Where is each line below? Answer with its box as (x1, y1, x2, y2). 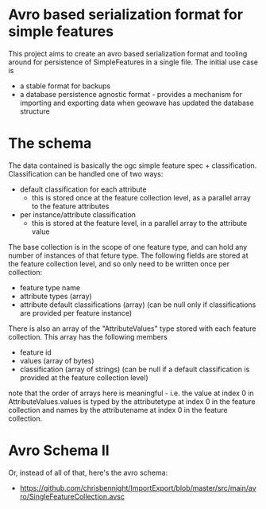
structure (19, 106, 50, 116)
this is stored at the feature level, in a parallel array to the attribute (31, 218, 248, 227)
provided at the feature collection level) (19, 372, 148, 383)
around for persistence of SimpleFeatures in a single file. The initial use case (8, 57, 258, 67)
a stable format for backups (19, 81, 111, 91)
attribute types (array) (19, 291, 93, 301)
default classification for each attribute (19, 185, 147, 194)
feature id (19, 348, 52, 357)
